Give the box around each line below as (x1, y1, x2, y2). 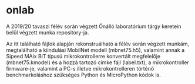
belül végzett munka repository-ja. (6, 29, 89, 36)
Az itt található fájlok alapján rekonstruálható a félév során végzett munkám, (6, 40, 190, 47)
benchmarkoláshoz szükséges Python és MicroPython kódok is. (6, 71, 162, 78)
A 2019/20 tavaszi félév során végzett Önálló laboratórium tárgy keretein (6, 23, 181, 30)
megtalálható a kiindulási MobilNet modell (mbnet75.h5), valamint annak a (6, 46, 185, 53)
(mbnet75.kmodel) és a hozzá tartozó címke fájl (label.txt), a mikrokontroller (6, 59, 189, 66)
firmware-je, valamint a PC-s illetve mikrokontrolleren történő (6, 65, 154, 72)
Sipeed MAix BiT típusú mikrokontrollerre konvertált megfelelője (6, 52, 161, 60)
